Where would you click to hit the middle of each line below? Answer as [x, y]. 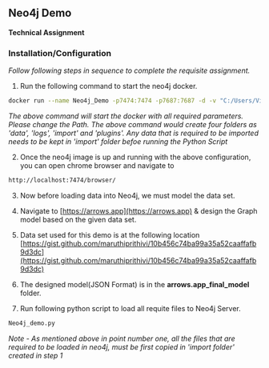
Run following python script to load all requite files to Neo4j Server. [130, 308]
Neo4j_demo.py [32, 323]
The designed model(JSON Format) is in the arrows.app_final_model [134, 284]
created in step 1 [36, 355]
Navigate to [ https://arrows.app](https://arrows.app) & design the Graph [139, 210]
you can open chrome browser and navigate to [97, 165]
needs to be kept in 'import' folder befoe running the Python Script [118, 141]
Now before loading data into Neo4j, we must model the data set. [127, 195]
